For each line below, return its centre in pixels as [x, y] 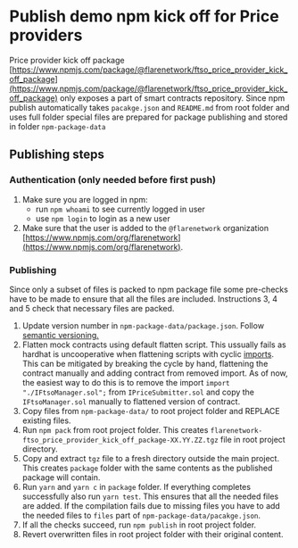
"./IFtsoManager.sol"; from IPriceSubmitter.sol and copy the [138, 392]
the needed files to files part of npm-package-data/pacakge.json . [141, 515]
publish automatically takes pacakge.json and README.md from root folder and [149, 107]
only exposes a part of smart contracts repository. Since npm [172, 98]
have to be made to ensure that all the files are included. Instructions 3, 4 [144, 299]
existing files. [46, 420]
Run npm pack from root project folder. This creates [115, 429]
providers [46, 35]
